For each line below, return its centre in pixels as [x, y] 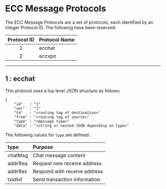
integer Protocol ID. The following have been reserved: [61, 27]
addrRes [17, 171]
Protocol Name [57, 39]
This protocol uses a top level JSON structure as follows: [63, 91]
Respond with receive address [68, 171]
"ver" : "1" [27, 108]
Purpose [43, 147]
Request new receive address [67, 163]
